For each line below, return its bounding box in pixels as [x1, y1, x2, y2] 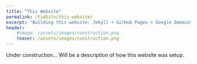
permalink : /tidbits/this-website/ [6, 14, 93, 20]
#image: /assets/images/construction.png [16, 30, 119, 36]
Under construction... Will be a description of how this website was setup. [6, 52, 185, 58]
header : [6, 24, 25, 31]
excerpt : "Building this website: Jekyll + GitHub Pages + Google [6, 19, 172, 25]
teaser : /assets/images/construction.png [16, 35, 119, 41]
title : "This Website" [6, 8, 62, 15]
